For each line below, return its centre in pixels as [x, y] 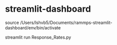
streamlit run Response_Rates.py [38, 37]
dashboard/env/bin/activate [33, 27]
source [12, 22]
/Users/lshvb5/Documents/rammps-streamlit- [66, 22]
